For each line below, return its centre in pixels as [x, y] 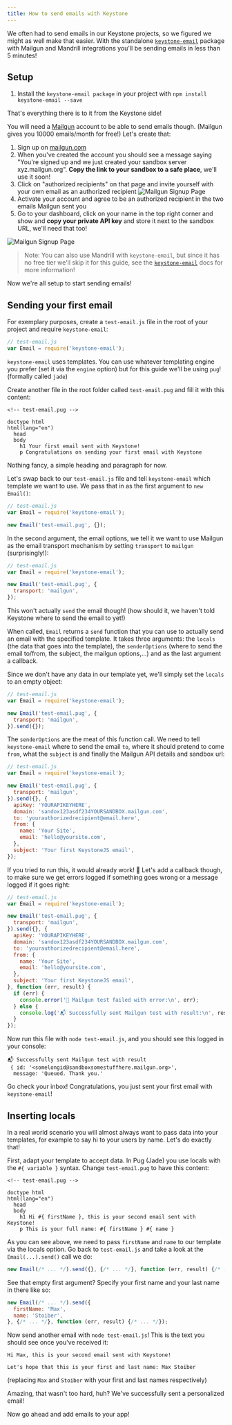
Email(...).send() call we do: [50, 1256]
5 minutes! [22, 55]
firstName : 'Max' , [40, 1309]
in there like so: [29, 1290]
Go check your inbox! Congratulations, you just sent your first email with [110, 1087]
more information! [49, 270]
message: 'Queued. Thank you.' [58, 1074]
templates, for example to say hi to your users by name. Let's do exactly [109, 1140]
